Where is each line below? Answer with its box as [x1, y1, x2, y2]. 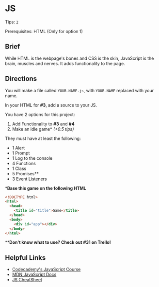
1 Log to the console [12, 155, 52, 161]
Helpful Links [5, 253, 46, 262]
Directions [5, 75, 37, 83]
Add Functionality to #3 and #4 [12, 121, 75, 127]
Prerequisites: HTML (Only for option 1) [5, 28, 83, 34]
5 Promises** [12, 170, 39, 176]
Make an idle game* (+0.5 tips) [12, 126, 74, 132]
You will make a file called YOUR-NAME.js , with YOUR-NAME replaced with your [5, 87, 154, 93]
